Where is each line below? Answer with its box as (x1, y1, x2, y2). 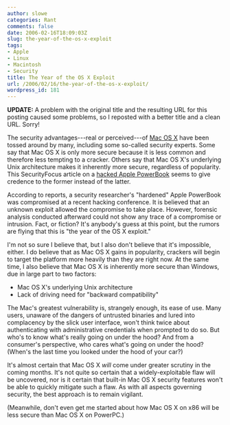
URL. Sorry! (7, 120, 40, 129)
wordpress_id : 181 (7, 87, 60, 94)
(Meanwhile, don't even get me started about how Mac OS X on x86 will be (7, 404, 220, 412)
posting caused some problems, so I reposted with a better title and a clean (7, 113, 221, 121)
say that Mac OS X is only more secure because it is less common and (7, 149, 206, 157)
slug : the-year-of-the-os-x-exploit (7, 36, 112, 43)
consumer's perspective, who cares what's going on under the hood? (7, 340, 204, 349)
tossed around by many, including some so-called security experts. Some (7, 141, 216, 149)
